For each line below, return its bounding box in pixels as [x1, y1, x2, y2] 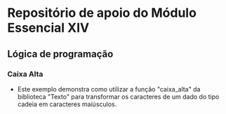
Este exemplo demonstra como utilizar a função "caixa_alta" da [17, 84, 201, 93]
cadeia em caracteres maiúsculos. [17, 100, 117, 108]
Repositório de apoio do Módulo [7, 5, 197, 21]
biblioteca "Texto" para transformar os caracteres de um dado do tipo [17, 92, 220, 101]
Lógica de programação [7, 48, 114, 60]
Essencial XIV [7, 20, 90, 36]
